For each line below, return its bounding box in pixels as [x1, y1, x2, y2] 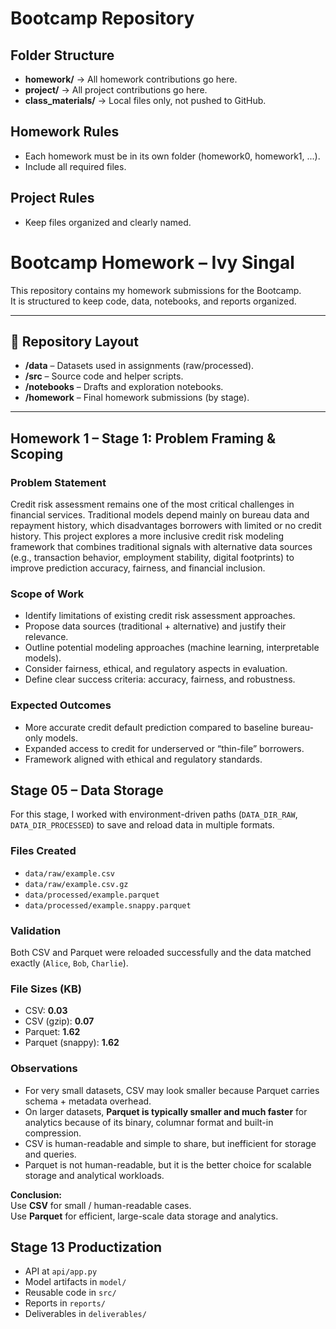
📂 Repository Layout [10, 333, 139, 350]
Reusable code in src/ [24, 1287, 117, 1299]
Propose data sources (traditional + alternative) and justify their [24, 620, 287, 632]
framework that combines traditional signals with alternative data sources [10, 541, 313, 553]
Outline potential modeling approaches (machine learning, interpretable [24, 642, 320, 654]
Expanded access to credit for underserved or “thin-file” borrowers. [24, 742, 305, 754]
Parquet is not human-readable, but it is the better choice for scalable [24, 1158, 312, 1171]
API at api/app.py [24, 1265, 98, 1277]
